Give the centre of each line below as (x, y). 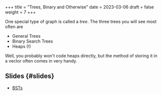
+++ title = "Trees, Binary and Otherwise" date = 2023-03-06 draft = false (80, 7)
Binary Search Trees (33, 41)
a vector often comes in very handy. (41, 61)
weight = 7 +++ (20, 12)
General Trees (26, 36)
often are (14, 27)
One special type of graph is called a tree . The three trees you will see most (81, 22)
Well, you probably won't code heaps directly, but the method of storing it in (81, 56)
